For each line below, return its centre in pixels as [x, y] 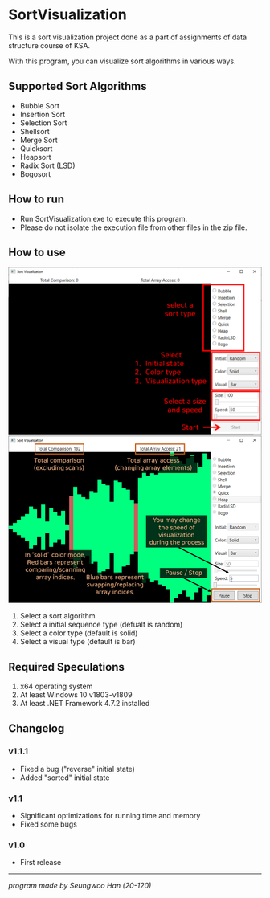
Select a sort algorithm [57, 616]
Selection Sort [43, 123]
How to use [37, 252]
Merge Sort [39, 140]
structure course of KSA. [49, 45]
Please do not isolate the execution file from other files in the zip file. [133, 227]
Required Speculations [66, 667]
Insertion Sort [43, 114]
